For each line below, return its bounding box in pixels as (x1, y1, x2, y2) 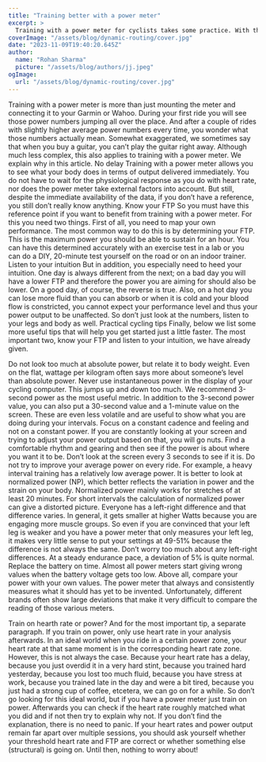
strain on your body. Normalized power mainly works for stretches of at (8, 485, 241, 495)
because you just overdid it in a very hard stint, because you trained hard (8, 661, 247, 670)
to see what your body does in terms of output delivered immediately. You (8, 167, 249, 177)
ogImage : (8, 70, 37, 78)
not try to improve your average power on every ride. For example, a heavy (8, 460, 253, 470)
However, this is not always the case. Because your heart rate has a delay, (8, 652, 251, 661)
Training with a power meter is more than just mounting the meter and (8, 100, 236, 109)
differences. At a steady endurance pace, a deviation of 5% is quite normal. (8, 552, 255, 562)
